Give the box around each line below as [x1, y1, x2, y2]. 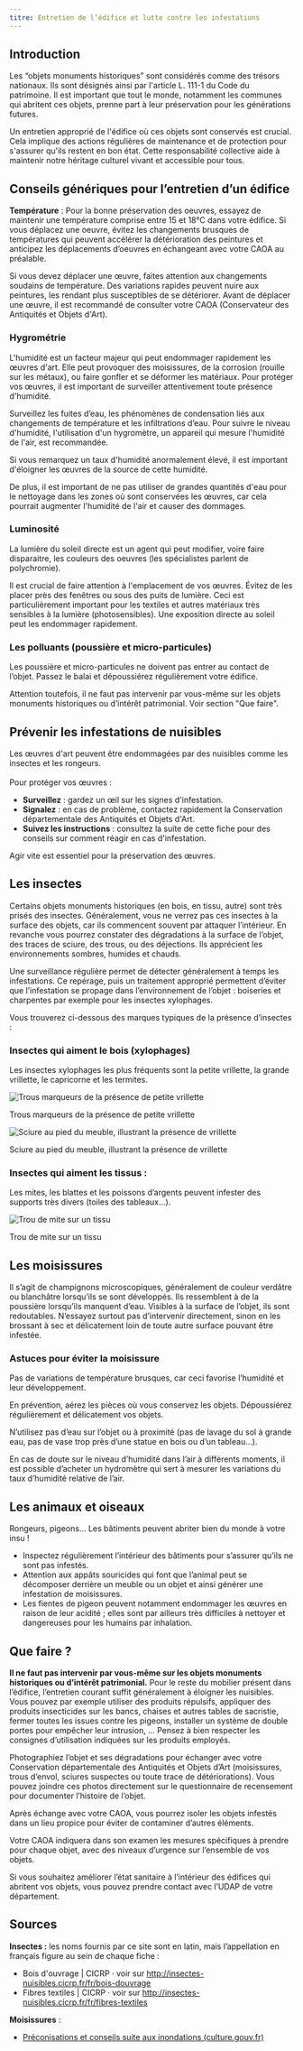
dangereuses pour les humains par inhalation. [22, 1617, 193, 1629]
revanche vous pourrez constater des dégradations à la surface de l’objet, [9, 928, 284, 939]
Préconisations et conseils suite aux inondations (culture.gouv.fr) [22, 2031, 264, 2042]
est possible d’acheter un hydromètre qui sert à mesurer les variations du [9, 1464, 281, 1474]
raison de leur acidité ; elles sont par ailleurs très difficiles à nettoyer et [22, 1608, 286, 1619]
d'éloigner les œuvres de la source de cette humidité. [9, 464, 208, 475]
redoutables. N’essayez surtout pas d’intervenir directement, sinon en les [9, 1310, 281, 1322]
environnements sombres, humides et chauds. [9, 948, 182, 959]
